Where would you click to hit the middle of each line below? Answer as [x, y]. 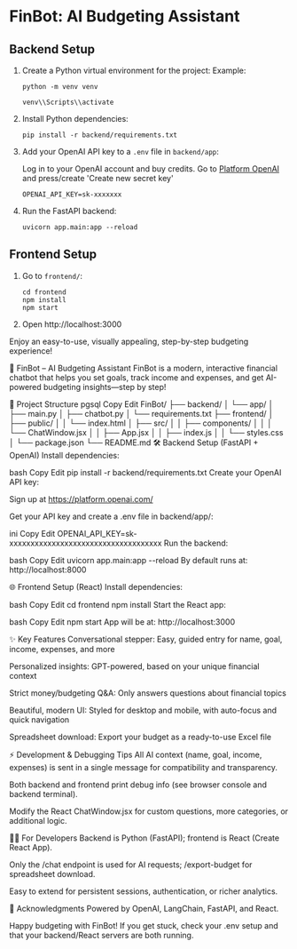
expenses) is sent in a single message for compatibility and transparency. [143, 767]
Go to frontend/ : [52, 275]
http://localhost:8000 [48, 570]
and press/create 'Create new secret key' [98, 178]
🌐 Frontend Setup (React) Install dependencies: [96, 586]
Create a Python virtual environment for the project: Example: [134, 70]
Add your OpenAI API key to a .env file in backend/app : [121, 152]
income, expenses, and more [62, 649]
